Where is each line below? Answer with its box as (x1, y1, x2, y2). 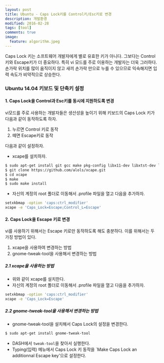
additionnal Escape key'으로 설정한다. (12, 352, 86, 358)
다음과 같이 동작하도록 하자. (5, 116, 58, 121)
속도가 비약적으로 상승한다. (10, 72, 61, 77)
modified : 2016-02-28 (5, 21, 49, 26)
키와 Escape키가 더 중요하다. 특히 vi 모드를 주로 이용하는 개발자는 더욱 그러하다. (5, 59, 157, 65)
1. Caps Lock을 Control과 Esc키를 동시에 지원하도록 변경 (5, 98, 114, 104)
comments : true (5, 30, 36, 35)
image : (5, 35, 19, 40)
